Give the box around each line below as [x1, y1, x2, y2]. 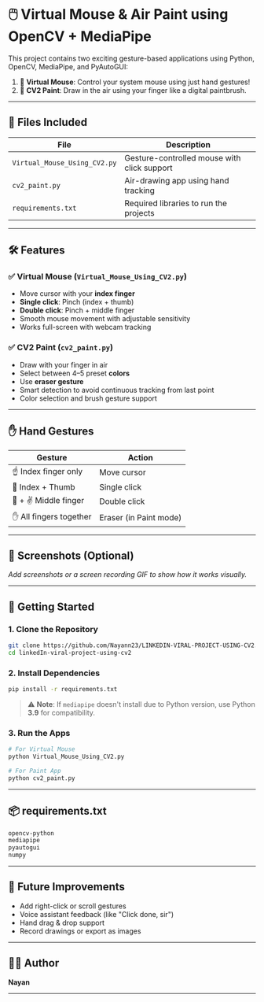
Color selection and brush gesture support [19, 394, 157, 403]
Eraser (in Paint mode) [99, 512, 182, 523]
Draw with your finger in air [19, 360, 108, 369]
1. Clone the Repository [8, 623, 98, 634]
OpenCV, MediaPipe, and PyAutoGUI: [8, 61, 128, 71]
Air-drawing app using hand [124, 175, 229, 186]
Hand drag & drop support [19, 918, 104, 927]
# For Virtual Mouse [8, 745, 76, 753]
